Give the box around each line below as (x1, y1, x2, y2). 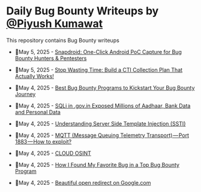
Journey (14, 90, 36, 97)
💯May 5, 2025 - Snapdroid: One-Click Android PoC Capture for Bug (14, 48, 182, 55)
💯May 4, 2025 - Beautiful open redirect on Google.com (14, 179, 151, 186)
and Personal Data (14, 108, 61, 115)
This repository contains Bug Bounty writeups (6, 36, 120, 44)
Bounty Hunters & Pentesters (14, 54, 87, 62)
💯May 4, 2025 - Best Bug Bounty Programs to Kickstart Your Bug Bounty (14, 84, 195, 91)
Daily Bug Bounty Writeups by (6, 4, 159, 18)
